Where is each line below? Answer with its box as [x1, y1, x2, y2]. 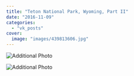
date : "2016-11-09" [6, 14, 55, 20]
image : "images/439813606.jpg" [11, 36, 89, 42]
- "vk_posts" [11, 25, 44, 31]
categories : [6, 19, 36, 25]
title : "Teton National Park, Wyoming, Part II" [6, 8, 129, 15]
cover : [6, 31, 23, 37]
